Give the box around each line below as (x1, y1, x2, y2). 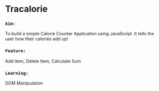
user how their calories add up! (5, 36, 68, 42)
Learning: (5, 70, 29, 76)
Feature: (5, 48, 26, 54)
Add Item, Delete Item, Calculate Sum (5, 58, 81, 64)
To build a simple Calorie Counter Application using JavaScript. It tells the (5, 31, 154, 37)
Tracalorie (5, 3, 48, 15)
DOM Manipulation (5, 80, 43, 86)
